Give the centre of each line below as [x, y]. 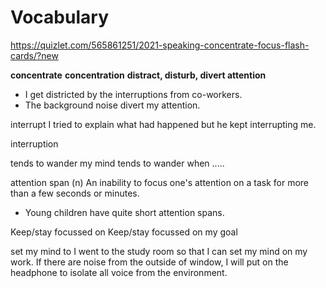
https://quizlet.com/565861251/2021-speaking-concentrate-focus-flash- [160, 45]
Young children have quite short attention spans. [124, 212]
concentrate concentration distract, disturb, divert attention [138, 75]
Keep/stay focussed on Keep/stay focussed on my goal [124, 232]
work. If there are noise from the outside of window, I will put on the [149, 262]
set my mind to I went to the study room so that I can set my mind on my [159, 251]
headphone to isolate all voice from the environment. [119, 272]
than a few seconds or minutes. [75, 193]
